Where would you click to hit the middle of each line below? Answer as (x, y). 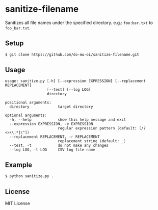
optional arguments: (26, 116)
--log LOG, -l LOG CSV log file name (53, 150)
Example (19, 165)
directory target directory (51, 107)
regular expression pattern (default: (97, 129)
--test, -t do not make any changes (59, 146)
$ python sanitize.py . (29, 176)
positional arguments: (28, 103)
